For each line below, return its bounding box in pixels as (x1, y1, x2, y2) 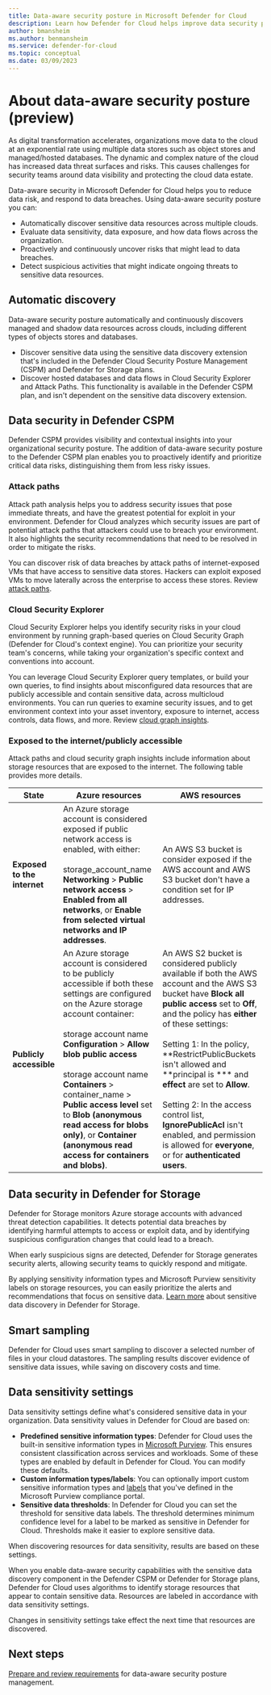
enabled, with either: (63, 844, 140, 855)
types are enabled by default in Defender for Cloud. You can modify (19, 1457, 246, 1466)
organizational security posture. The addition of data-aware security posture (8, 443, 263, 453)
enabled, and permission (162, 1130, 256, 1141)
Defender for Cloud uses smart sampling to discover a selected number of (8, 1345, 256, 1354)
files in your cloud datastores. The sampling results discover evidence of (8, 1353, 250, 1363)
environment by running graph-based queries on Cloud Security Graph (8, 631, 244, 640)
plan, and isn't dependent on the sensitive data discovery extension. (19, 390, 248, 400)
